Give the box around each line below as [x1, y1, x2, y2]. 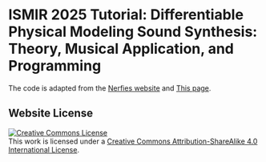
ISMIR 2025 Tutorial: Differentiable [8, 6, 244, 24]
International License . [8, 144, 80, 154]
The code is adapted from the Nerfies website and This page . [8, 83, 212, 93]
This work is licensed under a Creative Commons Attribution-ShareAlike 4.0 [8, 136, 258, 146]
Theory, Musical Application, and [8, 40, 235, 58]
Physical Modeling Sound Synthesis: [8, 22, 258, 41]
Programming [8, 57, 102, 75]
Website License [8, 107, 94, 120]
